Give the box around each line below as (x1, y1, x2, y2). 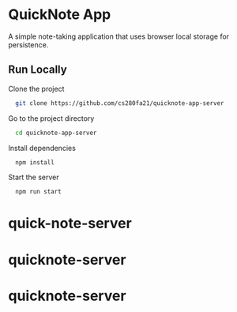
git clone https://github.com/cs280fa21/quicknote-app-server (15, 99, 224, 107)
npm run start (15, 188, 62, 196)
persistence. (8, 39, 49, 49)
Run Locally (8, 63, 67, 77)
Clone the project (8, 84, 65, 93)
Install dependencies (8, 143, 77, 152)
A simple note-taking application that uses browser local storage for (8, 32, 230, 41)
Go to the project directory (8, 113, 95, 123)
